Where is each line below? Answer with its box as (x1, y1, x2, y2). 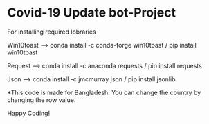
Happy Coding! (7, 109, 51, 117)
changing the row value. (7, 95, 76, 104)
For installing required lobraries (7, 28, 96, 36)
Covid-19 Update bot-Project (7, 5, 176, 21)
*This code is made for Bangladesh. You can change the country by (7, 88, 201, 96)
